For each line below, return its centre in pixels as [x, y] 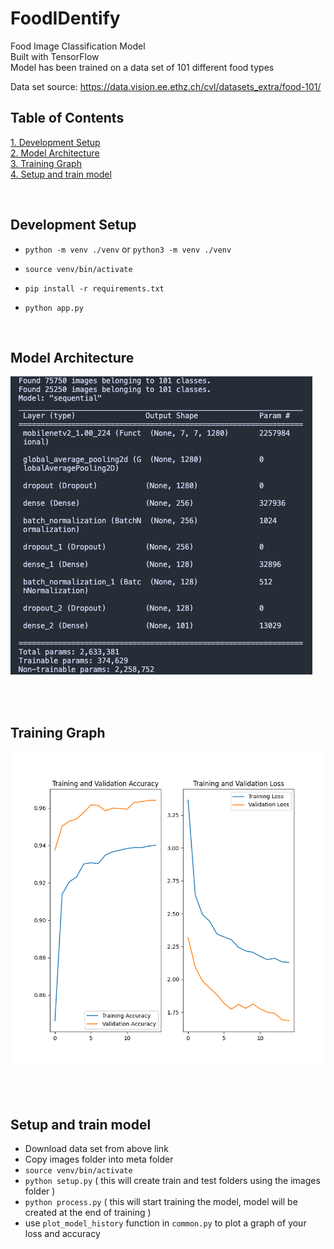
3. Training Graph [46, 163]
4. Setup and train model [61, 174]
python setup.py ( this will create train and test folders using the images [172, 1180]
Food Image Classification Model [78, 46]
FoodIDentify [65, 18]
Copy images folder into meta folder [99, 1159]
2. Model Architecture [55, 153]
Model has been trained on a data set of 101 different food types [142, 67]
